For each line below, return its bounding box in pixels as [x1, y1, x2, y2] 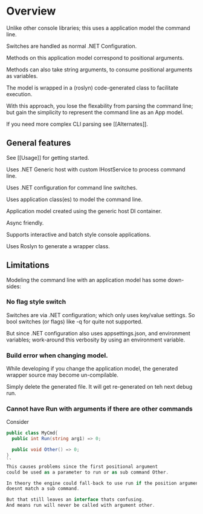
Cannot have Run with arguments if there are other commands [6, 404, 193, 413]
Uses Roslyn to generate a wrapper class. [6, 242, 111, 249]
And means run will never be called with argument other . [6, 502, 155, 509]
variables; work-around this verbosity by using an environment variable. [6, 336, 185, 343]
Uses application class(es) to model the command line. [6, 196, 143, 203]
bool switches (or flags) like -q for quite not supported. [6, 318, 143, 325]
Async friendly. [6, 219, 44, 226]
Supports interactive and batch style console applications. [6, 231, 151, 238]
